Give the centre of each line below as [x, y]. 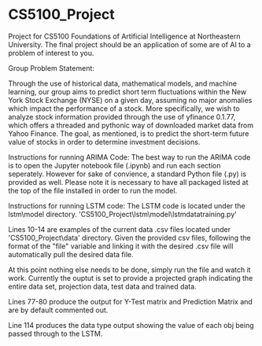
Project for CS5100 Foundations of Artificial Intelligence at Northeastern [124, 36]
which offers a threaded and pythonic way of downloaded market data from [131, 125]
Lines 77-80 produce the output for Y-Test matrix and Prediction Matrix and [131, 301]
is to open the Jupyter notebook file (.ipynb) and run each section [114, 165]
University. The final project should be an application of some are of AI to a [129, 44]
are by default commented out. [58, 310]
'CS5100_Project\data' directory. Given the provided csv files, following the [129, 237]
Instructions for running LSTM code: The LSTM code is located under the [127, 205]
